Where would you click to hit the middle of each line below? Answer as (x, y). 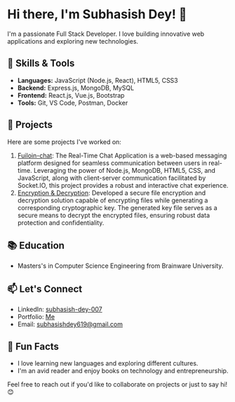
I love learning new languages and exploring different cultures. (108, 363)
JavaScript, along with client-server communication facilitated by (112, 178)
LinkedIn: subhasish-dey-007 (60, 309)
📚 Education (36, 245)
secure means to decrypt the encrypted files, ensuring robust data (114, 215)
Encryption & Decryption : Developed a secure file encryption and (111, 193)
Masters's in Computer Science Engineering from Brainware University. (120, 266)
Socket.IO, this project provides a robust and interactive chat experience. (123, 185)
